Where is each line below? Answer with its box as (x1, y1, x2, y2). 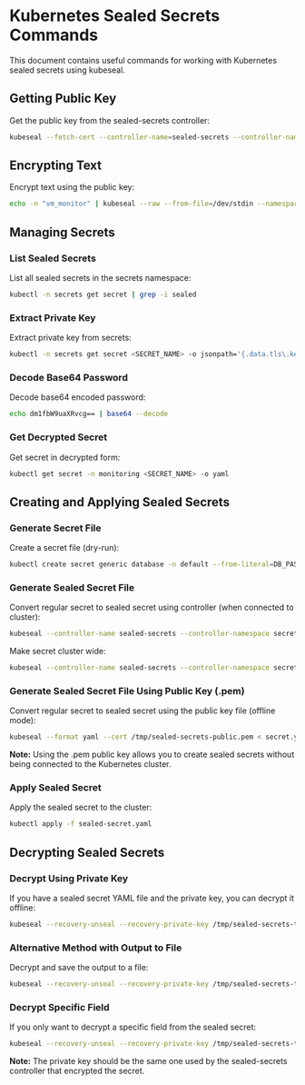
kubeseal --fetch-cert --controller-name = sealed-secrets (9, 133, 230, 142)
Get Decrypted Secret (9, 431, 107, 443)
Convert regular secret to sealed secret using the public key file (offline (9, 705, 276, 716)
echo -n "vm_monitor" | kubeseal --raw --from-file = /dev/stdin (9, 199, 254, 209)
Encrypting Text (9, 158, 103, 174)
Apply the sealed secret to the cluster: (9, 801, 152, 813)
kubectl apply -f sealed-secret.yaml (9, 820, 152, 829)
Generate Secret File (9, 522, 102, 534)
